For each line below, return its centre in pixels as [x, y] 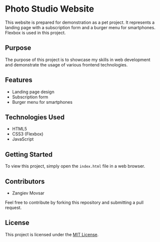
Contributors [25, 181]
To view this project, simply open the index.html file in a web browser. [75, 166]
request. [13, 208]
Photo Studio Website [50, 9]
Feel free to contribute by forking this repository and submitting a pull [74, 202]
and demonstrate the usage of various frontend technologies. [66, 65]
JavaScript [23, 139]
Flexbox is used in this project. [35, 32]
